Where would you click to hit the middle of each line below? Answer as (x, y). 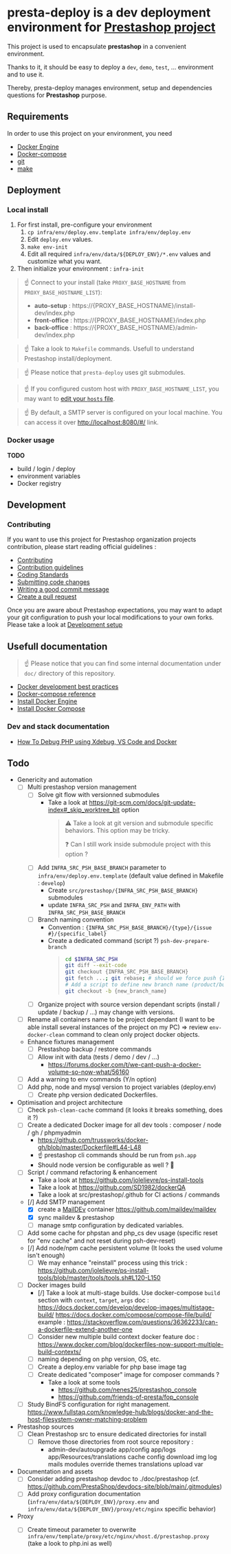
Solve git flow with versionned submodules (99, 795)
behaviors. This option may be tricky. (118, 831)
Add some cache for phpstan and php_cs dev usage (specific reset (122, 1233)
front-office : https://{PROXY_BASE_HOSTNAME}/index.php (120, 320)
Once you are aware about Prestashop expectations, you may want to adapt (114, 610)
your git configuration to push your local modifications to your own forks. (111, 617)
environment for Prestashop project (111, 27)
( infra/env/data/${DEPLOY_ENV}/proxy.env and (93, 1502)
